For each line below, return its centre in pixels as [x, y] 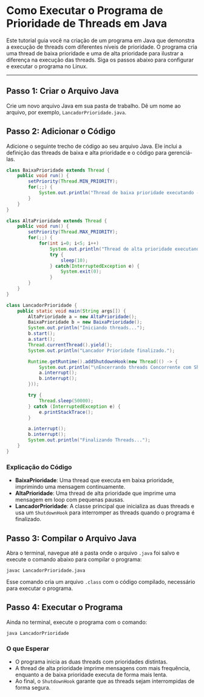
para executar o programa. [40, 588]
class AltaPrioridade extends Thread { [57, 221]
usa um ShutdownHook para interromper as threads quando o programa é [105, 513]
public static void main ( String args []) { [72, 311]
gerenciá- [180, 152]
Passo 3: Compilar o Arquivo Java [71, 538]
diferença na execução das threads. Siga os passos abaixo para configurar [100, 60]
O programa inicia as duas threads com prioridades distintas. [91, 662]
